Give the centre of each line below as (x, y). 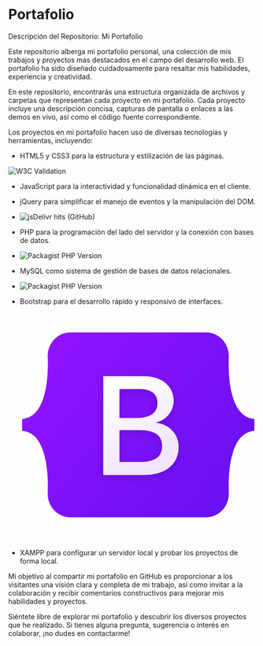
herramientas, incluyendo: (50, 140)
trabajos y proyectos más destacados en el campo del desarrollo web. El (126, 60)
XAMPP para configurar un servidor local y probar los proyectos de (129, 553)
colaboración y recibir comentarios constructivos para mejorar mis (116, 593)
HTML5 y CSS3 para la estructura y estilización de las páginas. (122, 156)
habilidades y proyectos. (48, 602)
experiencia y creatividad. (50, 76)
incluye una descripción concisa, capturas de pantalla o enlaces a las (121, 109)
